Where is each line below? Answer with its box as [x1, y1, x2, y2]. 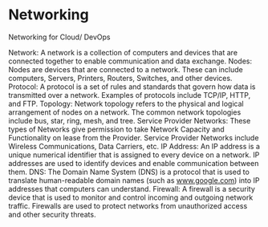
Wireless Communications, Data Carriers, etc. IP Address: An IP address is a [8, 141, 261, 151]
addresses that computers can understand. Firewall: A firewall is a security [8, 184, 255, 193]
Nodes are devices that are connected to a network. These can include [8, 64, 243, 74]
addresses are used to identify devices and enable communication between [8, 158, 259, 168]
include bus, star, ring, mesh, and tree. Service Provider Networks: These [8, 116, 251, 125]
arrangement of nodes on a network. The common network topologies [8, 107, 242, 117]
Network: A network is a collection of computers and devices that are [8, 47, 238, 57]
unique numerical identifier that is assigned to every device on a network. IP [8, 150, 260, 160]
